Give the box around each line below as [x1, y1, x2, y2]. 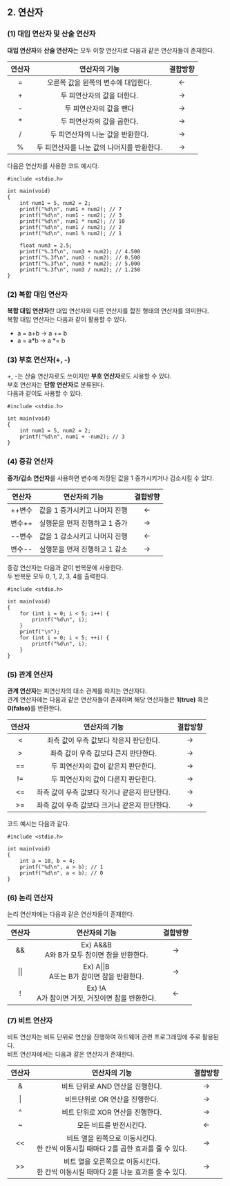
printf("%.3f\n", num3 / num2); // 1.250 [19, 266, 140, 273]
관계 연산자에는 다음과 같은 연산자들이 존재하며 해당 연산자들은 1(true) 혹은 [7, 695, 209, 704]
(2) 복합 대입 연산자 [7, 289, 68, 299]
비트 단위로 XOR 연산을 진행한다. [61, 1108, 162, 1117]
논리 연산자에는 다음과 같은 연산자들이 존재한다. [7, 910, 135, 918]
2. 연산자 [7, 6, 44, 19]
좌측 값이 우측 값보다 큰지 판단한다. [50, 748, 157, 758]
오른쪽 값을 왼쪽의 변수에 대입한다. [47, 77, 152, 87]
